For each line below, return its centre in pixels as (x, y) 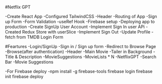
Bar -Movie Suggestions (29, 62)
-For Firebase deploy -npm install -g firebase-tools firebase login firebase (79, 71)
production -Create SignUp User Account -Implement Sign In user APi (75, 27)
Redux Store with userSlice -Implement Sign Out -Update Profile (86, 32)
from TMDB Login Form (40, 37)
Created (13, 32)
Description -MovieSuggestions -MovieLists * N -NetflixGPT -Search (88, 57)
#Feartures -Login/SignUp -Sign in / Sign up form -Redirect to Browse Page (81, 46)
